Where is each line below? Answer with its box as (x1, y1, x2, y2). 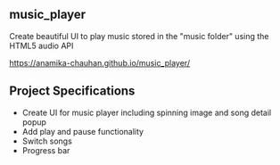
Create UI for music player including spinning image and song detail (21, 107, 272, 118)
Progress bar (21, 144, 70, 155)
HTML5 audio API (9, 40, 74, 51)
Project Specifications (9, 84, 136, 99)
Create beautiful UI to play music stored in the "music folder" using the (9, 30, 269, 41)
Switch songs (21, 136, 73, 146)
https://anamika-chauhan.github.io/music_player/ (9, 57, 190, 68)
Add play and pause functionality (21, 126, 144, 136)
